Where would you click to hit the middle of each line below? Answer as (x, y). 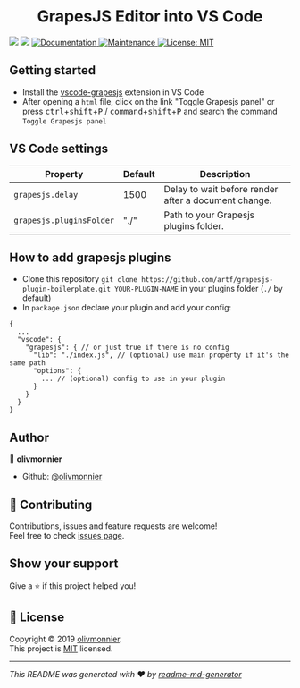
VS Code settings (59, 149)
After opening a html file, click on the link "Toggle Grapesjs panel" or (148, 101)
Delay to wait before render (221, 189)
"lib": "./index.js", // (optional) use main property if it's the (161, 355)
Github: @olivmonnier (62, 477)
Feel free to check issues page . (67, 535)
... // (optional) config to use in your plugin (133, 379)
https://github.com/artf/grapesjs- (208, 280)
